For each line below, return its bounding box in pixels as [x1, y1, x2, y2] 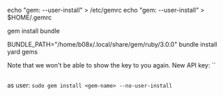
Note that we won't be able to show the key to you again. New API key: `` [7, 61, 216, 69]
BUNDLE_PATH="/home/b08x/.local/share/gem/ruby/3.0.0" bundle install [7, 40, 217, 48]
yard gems [7, 48, 38, 56]
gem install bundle [7, 27, 61, 35]
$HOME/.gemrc [7, 13, 52, 22]
